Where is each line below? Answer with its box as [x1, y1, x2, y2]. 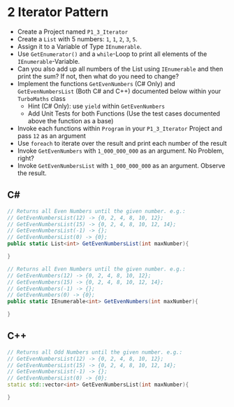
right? [17, 153, 35, 162]
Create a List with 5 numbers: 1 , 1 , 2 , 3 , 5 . [17, 34, 138, 43]
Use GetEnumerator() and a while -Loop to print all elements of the [17, 50, 207, 58]
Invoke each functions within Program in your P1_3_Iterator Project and [17, 124, 222, 132]
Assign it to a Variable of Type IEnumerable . [17, 42, 142, 50]
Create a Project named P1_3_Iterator [17, 27, 129, 36]
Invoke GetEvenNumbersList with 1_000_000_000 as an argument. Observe [17, 161, 226, 170]
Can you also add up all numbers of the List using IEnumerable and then [17, 64, 224, 73]
